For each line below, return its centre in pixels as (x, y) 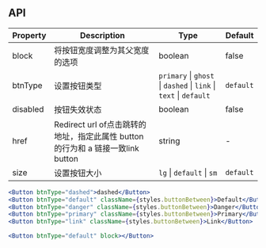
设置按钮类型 (78, 86)
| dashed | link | (187, 85)
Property (29, 35)
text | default (184, 95)
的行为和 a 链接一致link (97, 148)
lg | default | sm (188, 172)
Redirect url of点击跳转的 (100, 124)
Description (103, 35)
